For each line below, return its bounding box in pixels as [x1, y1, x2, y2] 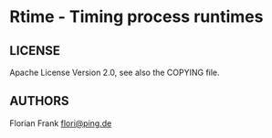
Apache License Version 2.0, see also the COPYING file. [9, 67, 221, 78]
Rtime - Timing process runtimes [9, 6, 264, 27]
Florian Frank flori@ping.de [9, 117, 112, 129]
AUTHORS [9, 93, 70, 109]
